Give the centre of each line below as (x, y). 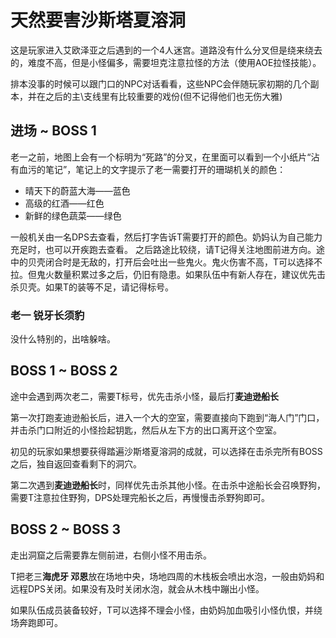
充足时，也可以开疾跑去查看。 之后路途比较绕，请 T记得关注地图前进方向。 (163, 249)
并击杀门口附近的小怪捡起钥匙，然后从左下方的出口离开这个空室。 (146, 430)
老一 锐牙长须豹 (47, 315)
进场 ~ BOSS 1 (53, 131)
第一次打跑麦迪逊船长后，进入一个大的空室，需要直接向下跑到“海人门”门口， (167, 417)
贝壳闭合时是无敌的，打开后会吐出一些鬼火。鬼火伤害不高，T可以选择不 (175, 262)
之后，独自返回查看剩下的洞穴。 (76, 463)
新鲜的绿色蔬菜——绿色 (73, 215)
